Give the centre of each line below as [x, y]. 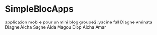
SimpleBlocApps [39, 9]
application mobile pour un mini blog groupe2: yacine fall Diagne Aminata [79, 22]
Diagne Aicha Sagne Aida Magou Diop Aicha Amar [56, 27]
